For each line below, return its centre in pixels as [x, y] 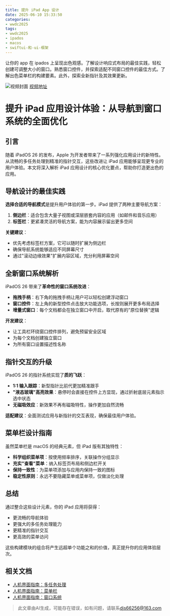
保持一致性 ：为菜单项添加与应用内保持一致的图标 [64, 469]
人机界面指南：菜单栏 [35, 591]
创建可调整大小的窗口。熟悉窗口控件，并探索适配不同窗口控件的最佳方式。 [83, 69]
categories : [18, 19]
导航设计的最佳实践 [35, 192]
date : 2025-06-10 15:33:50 [34, 15]
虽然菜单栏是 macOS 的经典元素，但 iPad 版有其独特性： [64, 446]
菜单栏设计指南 [29, 433]
